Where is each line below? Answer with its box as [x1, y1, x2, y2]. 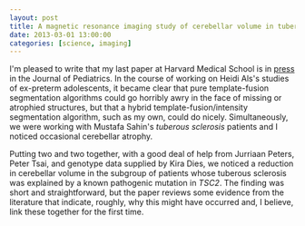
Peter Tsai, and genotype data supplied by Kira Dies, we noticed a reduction [9, 158, 294, 169]
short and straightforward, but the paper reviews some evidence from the [9, 187, 284, 198]
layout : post [9, 13, 59, 23]
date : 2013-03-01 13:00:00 [9, 30, 112, 39]
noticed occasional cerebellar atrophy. [9, 131, 153, 142]
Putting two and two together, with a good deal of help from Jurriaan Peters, [9, 149, 295, 160]
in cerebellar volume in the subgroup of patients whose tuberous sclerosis [9, 168, 288, 179]
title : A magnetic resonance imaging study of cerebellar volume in [9, 22, 274, 31]
